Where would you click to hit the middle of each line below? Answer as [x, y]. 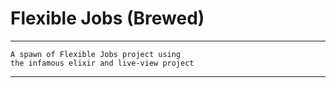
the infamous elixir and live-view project [102, 63]
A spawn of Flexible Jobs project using [96, 54]
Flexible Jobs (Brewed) [107, 18]
